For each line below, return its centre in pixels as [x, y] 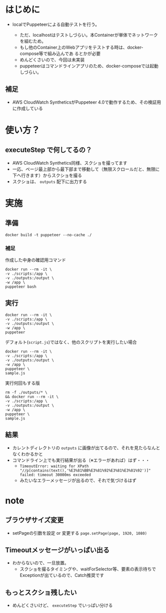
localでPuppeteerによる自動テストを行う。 [56, 24]
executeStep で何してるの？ [49, 150]
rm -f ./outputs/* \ [27, 392]
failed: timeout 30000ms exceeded [55, 475]
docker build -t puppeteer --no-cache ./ [49, 235]
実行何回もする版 [23, 383]
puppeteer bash [21, 287]
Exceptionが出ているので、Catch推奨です [62, 575]
